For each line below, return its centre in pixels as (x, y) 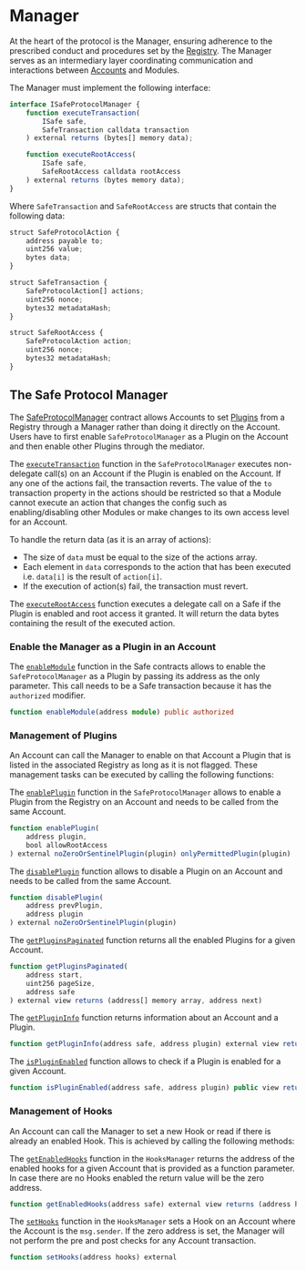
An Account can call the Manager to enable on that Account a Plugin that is (150, 756)
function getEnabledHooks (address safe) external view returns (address (150, 1204)
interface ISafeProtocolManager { (75, 104)
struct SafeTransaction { (58, 283)
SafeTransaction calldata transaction (116, 130)
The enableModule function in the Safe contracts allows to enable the (138, 666)
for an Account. (39, 522)
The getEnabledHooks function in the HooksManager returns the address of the (153, 1158)
